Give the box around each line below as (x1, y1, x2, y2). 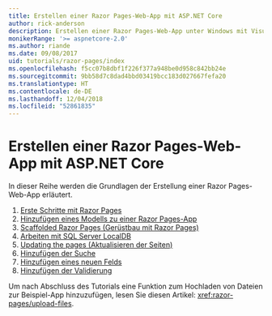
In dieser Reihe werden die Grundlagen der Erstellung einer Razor (8, 181, 227, 191)
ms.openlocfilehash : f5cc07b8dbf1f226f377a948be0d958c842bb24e (8, 65, 227, 73)
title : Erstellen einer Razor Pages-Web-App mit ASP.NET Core (8, 11, 223, 20)
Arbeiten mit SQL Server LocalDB (19, 232, 132, 241)
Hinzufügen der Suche (19, 249, 96, 258)
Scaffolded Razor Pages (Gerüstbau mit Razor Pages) (19, 223, 200, 233)
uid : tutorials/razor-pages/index (8, 58, 125, 66)
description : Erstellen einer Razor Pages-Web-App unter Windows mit (8, 27, 249, 35)
